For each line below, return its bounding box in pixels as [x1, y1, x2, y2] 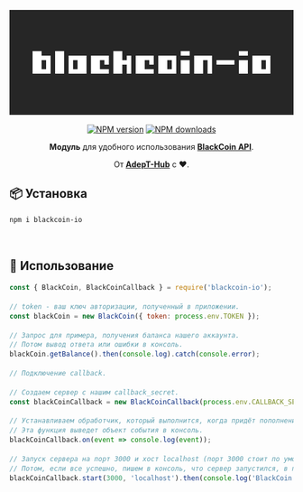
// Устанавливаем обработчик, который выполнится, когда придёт [9, 416, 256, 425]
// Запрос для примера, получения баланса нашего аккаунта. [9, 330, 241, 339]
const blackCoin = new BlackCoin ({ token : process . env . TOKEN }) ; [9, 311, 261, 320]
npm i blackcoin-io [9, 216, 83, 225]
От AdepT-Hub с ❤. [114, 159, 189, 170]
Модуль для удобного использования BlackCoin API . [49, 141, 254, 152]
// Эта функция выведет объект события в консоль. [9, 426, 204, 435]
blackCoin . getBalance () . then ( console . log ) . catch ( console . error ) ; [9, 349, 261, 359]
